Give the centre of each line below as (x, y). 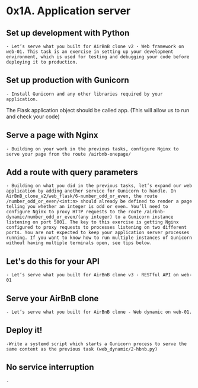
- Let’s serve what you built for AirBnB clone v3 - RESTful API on (92, 275)
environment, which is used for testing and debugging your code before (98, 57)
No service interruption (50, 368)
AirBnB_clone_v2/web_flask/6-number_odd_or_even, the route (82, 196)
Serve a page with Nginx (52, 135)
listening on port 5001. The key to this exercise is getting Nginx (92, 222)
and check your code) (33, 116)
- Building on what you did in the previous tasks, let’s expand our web (99, 186)
